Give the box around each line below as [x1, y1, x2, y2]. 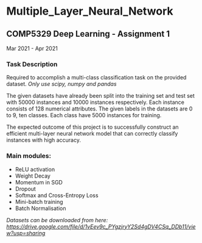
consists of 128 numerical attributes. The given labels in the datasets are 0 [6, 105, 193, 112]
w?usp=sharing [6, 229, 46, 236]
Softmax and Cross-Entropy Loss [15, 191, 99, 199]
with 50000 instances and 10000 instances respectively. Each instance [6, 99, 184, 106]
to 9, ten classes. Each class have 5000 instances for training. [6, 112, 162, 119]
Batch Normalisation [15, 205, 66, 212]
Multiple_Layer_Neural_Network [6, 4, 173, 18]
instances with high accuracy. [6, 136, 81, 144]
